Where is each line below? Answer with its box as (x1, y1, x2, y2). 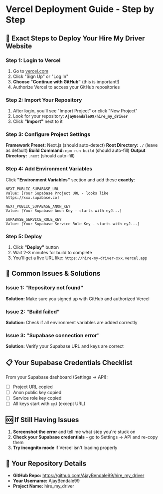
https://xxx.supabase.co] (5, 195, 59, 200)
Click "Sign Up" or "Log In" (12, 73, 69, 79)
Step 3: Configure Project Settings (5, 131, 91, 138)
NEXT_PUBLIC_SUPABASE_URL (5, 186, 59, 191)
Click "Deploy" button (12, 244, 59, 250)
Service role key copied (12, 395, 62, 401)
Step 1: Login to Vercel (5, 56, 61, 63)
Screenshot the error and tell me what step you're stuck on (12, 429, 136, 435)
